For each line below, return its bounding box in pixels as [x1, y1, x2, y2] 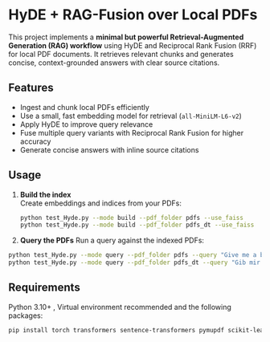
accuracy [19, 136, 51, 146]
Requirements [8, 281, 80, 295]
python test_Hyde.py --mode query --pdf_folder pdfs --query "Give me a [8, 251, 257, 259]
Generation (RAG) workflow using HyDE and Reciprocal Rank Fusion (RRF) [8, 40, 257, 50]
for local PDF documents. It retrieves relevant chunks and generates [8, 49, 235, 59]
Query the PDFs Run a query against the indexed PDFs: [19, 235, 205, 246]
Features [8, 81, 54, 95]
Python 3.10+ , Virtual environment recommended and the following [8, 302, 231, 311]
